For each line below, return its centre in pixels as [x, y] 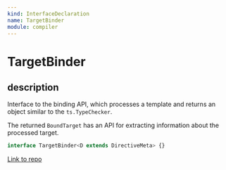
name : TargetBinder [36, 20]
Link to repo [25, 159]
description [33, 87]
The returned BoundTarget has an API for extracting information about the [113, 125]
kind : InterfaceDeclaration [49, 14]
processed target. [33, 133]
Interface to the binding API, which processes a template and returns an [112, 104]
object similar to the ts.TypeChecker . [60, 112]
